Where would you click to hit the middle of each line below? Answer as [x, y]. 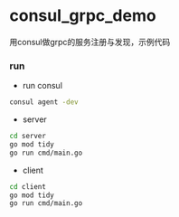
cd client [28, 186]
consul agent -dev [44, 102]
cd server [28, 137]
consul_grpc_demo [83, 16]
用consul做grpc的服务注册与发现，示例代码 [90, 42]
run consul [42, 86]
